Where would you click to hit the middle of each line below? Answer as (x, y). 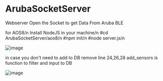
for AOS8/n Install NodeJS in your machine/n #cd (57, 32)
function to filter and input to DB (39, 63)
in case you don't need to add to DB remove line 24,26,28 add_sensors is (81, 57)
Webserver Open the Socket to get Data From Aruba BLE (65, 23)
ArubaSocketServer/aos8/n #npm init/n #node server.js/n (65, 38)
